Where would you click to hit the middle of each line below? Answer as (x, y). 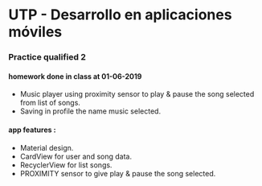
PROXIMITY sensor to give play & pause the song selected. (118, 173)
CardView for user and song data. (76, 156)
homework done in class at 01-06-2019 (75, 76)
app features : (32, 130)
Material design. (47, 147)
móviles (35, 32)
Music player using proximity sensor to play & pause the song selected (137, 94)
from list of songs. (50, 103)
